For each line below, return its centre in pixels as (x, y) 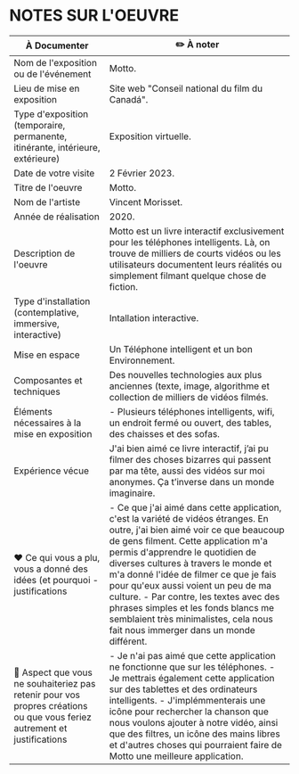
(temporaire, (40, 125)
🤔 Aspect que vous (53, 672)
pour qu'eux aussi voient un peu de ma (190, 585)
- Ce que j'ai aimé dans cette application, (195, 507)
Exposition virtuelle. (150, 136)
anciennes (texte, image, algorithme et (189, 386)
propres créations (51, 705)
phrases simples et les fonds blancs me (191, 607)
